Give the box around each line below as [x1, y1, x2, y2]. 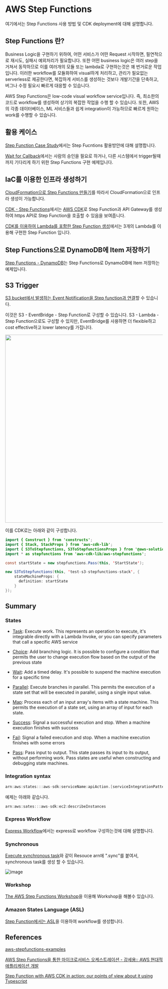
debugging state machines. [12, 760, 69, 766]
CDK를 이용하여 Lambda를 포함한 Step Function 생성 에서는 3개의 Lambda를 [5, 223, 156, 229]
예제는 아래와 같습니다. [5, 794, 49, 800]
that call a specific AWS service [12, 639, 78, 645]
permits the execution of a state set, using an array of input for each [12, 704, 153, 710]
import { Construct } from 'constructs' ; [5, 537, 93, 542]
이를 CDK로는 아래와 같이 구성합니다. [5, 527, 77, 533]
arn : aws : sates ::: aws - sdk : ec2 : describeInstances [5, 804, 106, 809]
